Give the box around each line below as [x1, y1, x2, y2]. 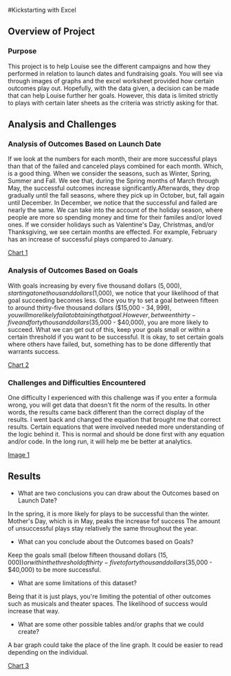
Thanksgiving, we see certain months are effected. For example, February [8, 228, 217, 236]
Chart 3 [8, 661, 30, 670]
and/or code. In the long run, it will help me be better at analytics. [8, 437, 193, 445]
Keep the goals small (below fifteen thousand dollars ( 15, [8, 551, 168, 559]
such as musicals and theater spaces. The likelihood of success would [8, 599, 208, 608]
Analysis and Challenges [8, 118, 117, 130]
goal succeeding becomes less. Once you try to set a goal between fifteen [8, 296, 219, 304]
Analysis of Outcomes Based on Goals [8, 266, 138, 275]
